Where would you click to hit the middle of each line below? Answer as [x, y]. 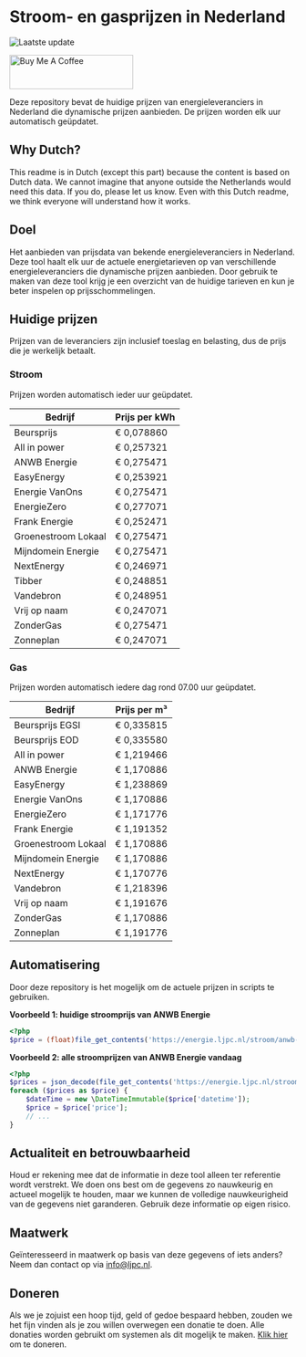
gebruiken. [30, 997]
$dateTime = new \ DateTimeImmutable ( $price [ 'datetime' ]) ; [138, 1100]
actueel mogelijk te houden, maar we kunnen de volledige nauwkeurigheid [149, 1195]
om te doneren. [38, 1344]
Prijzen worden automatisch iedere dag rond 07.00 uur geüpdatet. [133, 687]
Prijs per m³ [142, 709]
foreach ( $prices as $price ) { [69, 1091]
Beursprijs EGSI [47, 725]
